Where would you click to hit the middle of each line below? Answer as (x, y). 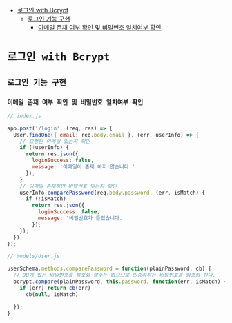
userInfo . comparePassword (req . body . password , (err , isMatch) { (113, 193)
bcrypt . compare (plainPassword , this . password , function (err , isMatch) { (120, 282)
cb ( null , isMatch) (52, 294)
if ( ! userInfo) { (45, 148)
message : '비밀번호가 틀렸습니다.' (82, 218)
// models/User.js (33, 256)
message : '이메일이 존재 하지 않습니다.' (84, 167)
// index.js (24, 116)
